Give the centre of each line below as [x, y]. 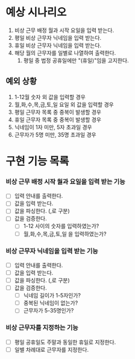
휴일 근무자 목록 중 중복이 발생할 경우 [58, 119]
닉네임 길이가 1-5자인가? [52, 296]
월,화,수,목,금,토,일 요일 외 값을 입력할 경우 [64, 104]
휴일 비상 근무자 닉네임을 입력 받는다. [58, 45]
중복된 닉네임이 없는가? [51, 303]
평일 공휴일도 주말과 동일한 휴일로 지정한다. [65, 342]
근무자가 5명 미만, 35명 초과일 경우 [55, 135]
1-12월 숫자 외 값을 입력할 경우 [50, 97]
